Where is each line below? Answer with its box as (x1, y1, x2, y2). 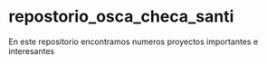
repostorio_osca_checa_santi (8, 6, 234, 27)
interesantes (8, 45, 55, 56)
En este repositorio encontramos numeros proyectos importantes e (8, 36, 259, 47)
